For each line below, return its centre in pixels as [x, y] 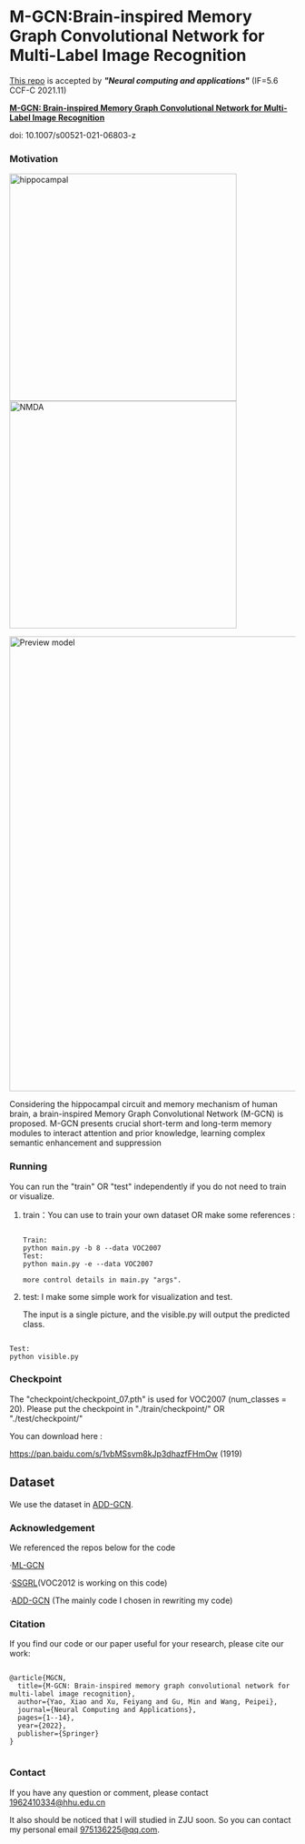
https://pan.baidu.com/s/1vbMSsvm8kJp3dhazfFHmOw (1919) [126, 1454]
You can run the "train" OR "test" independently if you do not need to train [148, 1186]
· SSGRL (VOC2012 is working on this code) [89, 1582]
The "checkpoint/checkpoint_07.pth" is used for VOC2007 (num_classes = [148, 1399]
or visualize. [32, 1196]
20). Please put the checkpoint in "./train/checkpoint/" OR [117, 1408]
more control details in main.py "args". [102, 1280]
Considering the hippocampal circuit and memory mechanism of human [144, 1104]
